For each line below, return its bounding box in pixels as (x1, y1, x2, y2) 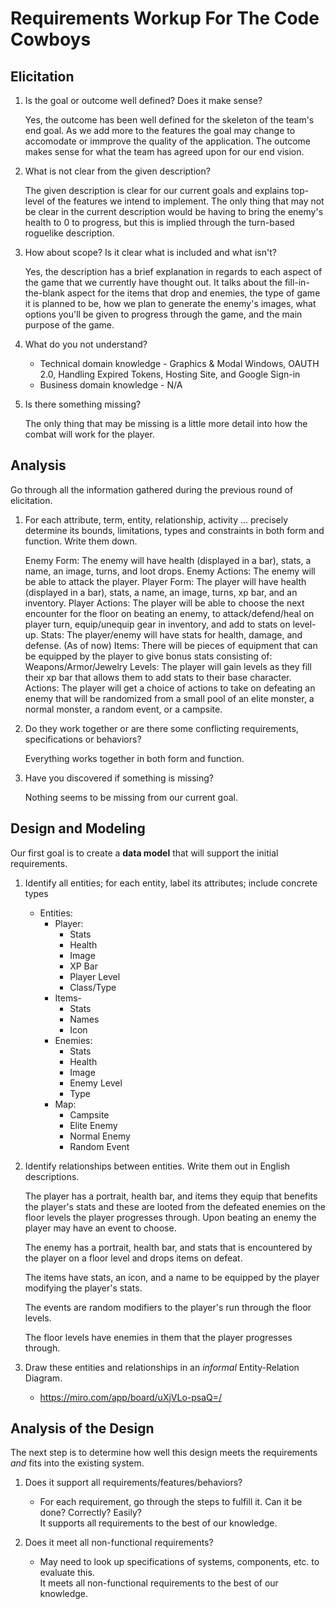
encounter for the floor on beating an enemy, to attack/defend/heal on (24, 607, 315, 619)
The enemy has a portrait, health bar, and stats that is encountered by (24, 1241, 313, 1253)
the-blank (24, 287, 66, 299)
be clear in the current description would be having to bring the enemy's (24, 206, 324, 217)
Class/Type (69, 981, 117, 993)
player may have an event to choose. (24, 1222, 177, 1234)
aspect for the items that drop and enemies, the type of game (66, 287, 321, 299)
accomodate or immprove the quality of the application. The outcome (24, 135, 311, 147)
